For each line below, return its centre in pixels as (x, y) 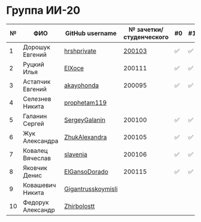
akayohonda (82, 85)
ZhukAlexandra (86, 137)
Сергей (34, 124)
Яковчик (35, 167)
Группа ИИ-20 (43, 10)
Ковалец (35, 151)
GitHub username (91, 33)
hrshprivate (80, 50)
